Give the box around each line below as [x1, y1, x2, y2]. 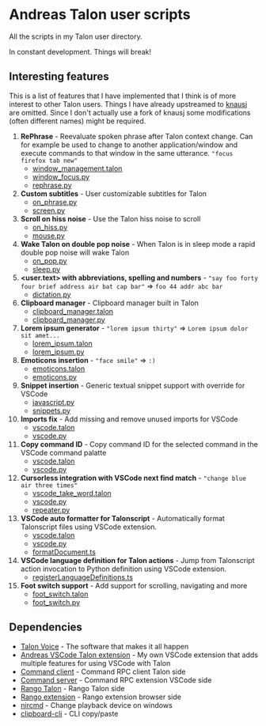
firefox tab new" [20, 157, 78, 164]
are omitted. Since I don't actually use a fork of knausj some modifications [9, 108, 251, 117]
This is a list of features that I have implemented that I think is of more [9, 91, 237, 100]
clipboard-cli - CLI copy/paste [20, 709, 119, 718]
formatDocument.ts [32, 547, 96, 557]
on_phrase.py [32, 197, 78, 206]
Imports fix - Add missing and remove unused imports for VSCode [20, 414, 238, 424]
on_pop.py [32, 255, 67, 266]
